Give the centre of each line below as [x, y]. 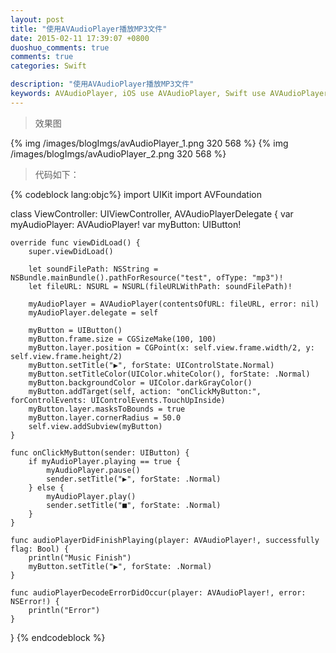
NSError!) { [35, 601]
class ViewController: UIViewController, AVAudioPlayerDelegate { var [152, 213]
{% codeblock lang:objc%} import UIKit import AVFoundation [136, 194]
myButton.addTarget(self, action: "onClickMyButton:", [145, 391]
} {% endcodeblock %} [58, 637]
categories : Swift [48, 66]
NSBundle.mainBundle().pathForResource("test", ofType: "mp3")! [147, 277]
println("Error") [64, 610]
